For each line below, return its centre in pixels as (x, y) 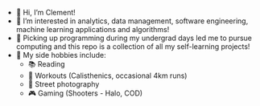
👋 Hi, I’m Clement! (46, 12)
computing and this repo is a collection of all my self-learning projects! (133, 47)
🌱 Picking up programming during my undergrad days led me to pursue (134, 38)
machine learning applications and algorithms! (93, 29)
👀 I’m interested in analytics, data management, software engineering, (132, 21)
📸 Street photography (64, 84)
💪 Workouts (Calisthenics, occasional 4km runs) (107, 75)
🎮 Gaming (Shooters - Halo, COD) (85, 93)
